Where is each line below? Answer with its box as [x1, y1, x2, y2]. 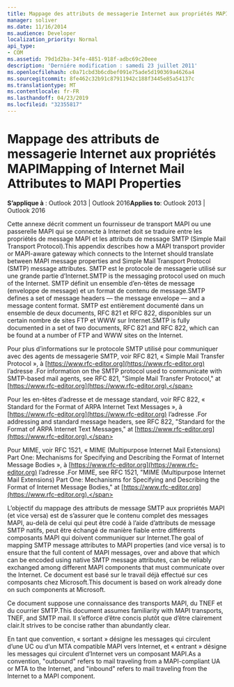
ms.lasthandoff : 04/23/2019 [7, 95, 89, 102]
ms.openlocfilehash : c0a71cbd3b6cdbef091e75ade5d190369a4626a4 [7, 68, 195, 75]
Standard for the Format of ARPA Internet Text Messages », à [7, 402, 182, 411]
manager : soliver [7, 17, 58, 24]
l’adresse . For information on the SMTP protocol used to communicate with [7, 367, 223, 375]
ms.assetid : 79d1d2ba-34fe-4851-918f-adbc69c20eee [7, 56, 157, 63]
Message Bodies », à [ [7, 460, 72, 468]
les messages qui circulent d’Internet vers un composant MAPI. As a [7, 649, 201, 658]
